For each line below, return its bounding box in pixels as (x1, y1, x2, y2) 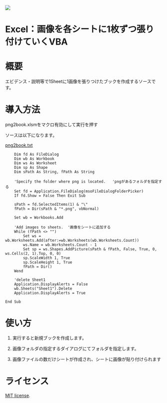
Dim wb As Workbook (14, 156, 55, 162)
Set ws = (23, 234, 41, 239)
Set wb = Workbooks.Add (14, 215, 64, 220)
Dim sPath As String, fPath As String (14, 170, 95, 175)
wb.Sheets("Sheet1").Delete (14, 286, 72, 291)
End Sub (5, 299, 21, 304)
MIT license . (5, 392, 31, 398)
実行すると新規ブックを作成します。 (12, 335, 87, 341)
